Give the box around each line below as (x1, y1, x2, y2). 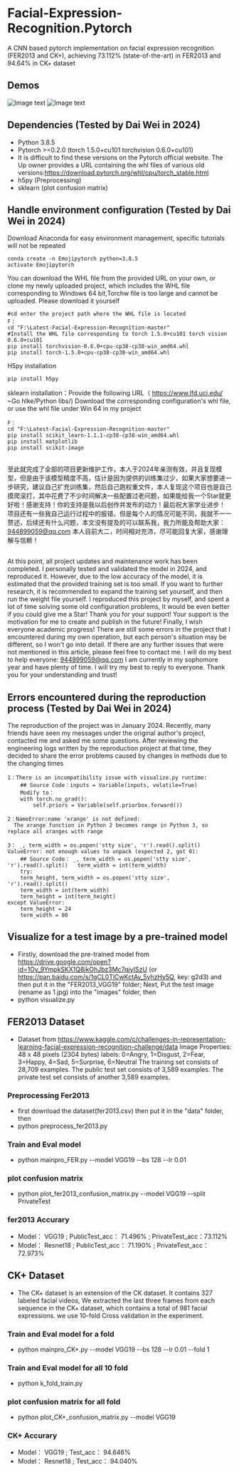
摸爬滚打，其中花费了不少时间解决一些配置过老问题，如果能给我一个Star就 (7, 491, 225, 500)
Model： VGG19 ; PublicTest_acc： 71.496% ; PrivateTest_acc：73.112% (17, 1232, 228, 1241)
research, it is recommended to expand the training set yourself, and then (7, 588, 223, 596)
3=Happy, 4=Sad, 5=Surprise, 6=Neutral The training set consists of (17, 1058, 219, 1066)
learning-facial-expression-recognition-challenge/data (17, 1042, 179, 1051)
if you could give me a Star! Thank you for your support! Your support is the (7, 610, 229, 619)
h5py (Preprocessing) (17, 176, 82, 184)
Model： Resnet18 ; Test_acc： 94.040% (17, 1456, 138, 1465)
